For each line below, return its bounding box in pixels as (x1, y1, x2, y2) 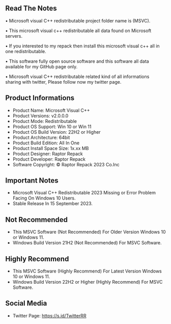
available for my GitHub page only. (5, 63, 78, 69)
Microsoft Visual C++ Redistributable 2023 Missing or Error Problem (12, 190, 156, 196)
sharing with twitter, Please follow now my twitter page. (5, 79, 122, 85)
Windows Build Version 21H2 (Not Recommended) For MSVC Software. (12, 240, 162, 246)
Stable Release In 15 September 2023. (12, 201, 93, 207)
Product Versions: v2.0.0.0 (12, 112, 69, 119)
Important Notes (5, 176, 59, 185)
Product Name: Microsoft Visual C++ (12, 107, 90, 113)
